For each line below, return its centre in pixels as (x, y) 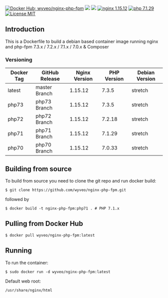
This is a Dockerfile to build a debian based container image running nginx (82, 41)
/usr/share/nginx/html (29, 290)
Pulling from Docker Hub (44, 224)
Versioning (19, 59)
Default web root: (23, 281)
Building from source (38, 169)
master (44, 87)
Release (50, 79)
